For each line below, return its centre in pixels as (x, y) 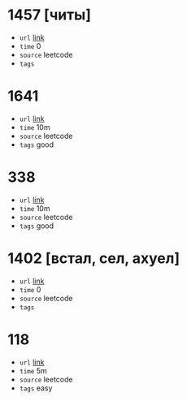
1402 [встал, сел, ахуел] (94, 258)
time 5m (33, 370)
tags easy (36, 388)
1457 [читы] (49, 15)
